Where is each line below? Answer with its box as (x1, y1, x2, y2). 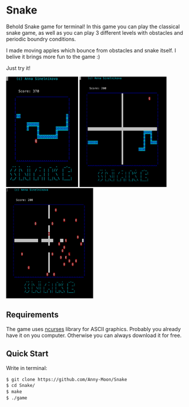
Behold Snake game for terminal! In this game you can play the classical (6, 23, 180, 30)
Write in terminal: (6, 364, 48, 371)
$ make (6, 389, 22, 395)
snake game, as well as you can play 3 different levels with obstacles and (6, 29, 184, 36)
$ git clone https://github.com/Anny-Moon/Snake (6, 376, 127, 382)
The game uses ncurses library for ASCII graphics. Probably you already (6, 325, 181, 332)
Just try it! (6, 64, 31, 71)
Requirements (6, 310, 59, 320)
